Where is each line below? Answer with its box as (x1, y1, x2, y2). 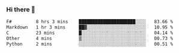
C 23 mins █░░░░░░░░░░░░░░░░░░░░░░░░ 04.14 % (6, 30, 173, 36)
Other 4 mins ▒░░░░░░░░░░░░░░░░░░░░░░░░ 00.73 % (6, 35, 173, 41)
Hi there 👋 (6, 5, 36, 14)
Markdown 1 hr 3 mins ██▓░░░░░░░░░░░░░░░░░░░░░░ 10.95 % (6, 24, 173, 30)
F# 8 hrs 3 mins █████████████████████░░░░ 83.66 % (6, 19, 173, 25)
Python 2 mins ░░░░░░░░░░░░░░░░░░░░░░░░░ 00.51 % (6, 41, 173, 47)
